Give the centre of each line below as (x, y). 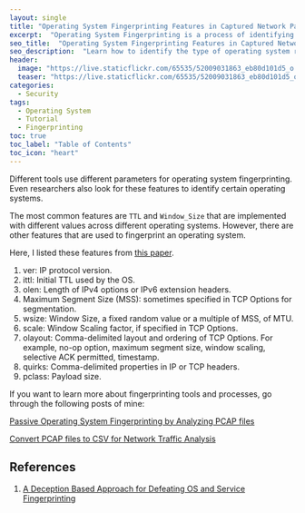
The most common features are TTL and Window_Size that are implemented (148, 215)
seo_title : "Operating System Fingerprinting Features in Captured (142, 43)
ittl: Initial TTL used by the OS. (79, 280)
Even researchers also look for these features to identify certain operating (148, 188)
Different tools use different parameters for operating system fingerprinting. (151, 179)
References (43, 467)
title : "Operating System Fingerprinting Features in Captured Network (148, 26)
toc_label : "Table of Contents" (70, 144)
